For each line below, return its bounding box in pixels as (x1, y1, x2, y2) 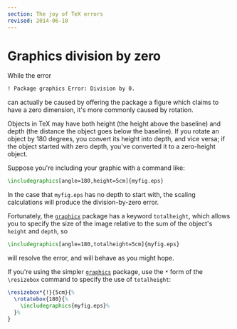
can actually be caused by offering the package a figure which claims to (7, 98, 219, 107)
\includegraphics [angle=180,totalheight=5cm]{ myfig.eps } (7, 241, 180, 248)
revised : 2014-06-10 (7, 17, 69, 24)
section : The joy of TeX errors (7, 10, 103, 18)
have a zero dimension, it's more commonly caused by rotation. (7, 106, 194, 114)
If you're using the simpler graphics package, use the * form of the (7, 268, 203, 276)
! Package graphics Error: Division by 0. (7, 85, 135, 93)
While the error (7, 71, 52, 80)
